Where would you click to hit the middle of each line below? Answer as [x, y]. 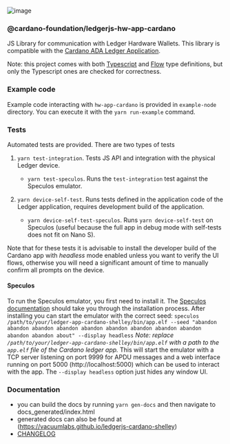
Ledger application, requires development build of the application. [111, 206]
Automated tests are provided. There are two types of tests [91, 144]
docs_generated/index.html [56, 412]
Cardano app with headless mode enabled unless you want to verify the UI [113, 255]
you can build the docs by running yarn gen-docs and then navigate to [116, 405]
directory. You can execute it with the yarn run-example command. [101, 112]
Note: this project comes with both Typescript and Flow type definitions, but [115, 64]
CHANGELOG [36, 434]
